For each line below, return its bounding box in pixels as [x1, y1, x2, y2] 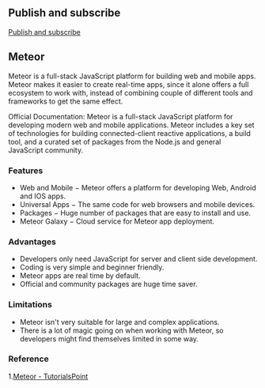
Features [8, 165, 44, 176]
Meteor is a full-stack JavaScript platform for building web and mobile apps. [8, 71, 256, 81]
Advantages [8, 236, 57, 247]
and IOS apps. [19, 191, 66, 201]
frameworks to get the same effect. [8, 96, 123, 106]
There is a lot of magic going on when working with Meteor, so [19, 326, 224, 335]
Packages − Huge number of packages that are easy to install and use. [19, 208, 252, 217]
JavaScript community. [8, 145, 84, 155]
